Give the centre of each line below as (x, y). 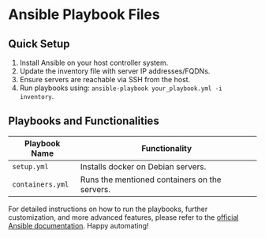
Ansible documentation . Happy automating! (78, 225)
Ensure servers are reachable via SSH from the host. (105, 79)
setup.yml (30, 166)
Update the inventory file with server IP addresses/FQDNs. (115, 71)
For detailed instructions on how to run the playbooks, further (108, 209)
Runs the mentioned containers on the (151, 179)
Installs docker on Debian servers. (143, 166)
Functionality (167, 148)
